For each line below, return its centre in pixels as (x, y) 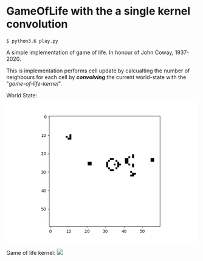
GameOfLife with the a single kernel (98, 11)
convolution (37, 24)
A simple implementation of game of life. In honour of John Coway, (90, 52)
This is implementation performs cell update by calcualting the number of (98, 71)
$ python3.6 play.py (33, 41)
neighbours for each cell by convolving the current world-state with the (96, 77)
